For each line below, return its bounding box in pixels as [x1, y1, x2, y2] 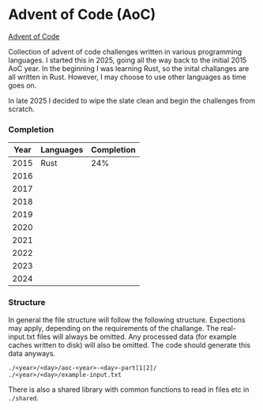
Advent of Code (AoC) [8, 6, 156, 24]
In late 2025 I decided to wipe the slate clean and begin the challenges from [8, 96, 256, 105]
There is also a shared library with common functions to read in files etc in [8, 385, 250, 394]
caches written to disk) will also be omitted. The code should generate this [8, 340, 251, 349]
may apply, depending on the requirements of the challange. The [8, 323, 220, 333]
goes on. [8, 81, 37, 90]
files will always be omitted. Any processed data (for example [36, 332, 237, 341]
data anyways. [8, 348, 56, 358]
